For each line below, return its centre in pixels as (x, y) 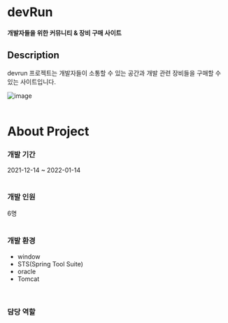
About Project (48, 131)
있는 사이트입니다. (32, 82)
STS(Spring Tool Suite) (50, 264)
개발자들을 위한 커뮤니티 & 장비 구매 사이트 (65, 33)
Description (33, 56)
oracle (27, 271)
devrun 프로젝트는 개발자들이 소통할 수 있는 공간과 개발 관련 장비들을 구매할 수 (114, 73)
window (29, 257)
